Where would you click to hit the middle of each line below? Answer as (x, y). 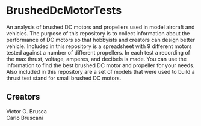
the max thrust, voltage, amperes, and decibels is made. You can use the (97, 59)
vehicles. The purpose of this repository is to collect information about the (98, 33)
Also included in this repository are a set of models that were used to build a (100, 71)
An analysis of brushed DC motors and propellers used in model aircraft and (100, 27)
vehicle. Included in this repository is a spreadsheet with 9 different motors (99, 46)
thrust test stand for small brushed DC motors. (64, 78)
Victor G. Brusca (26, 111)
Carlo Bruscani (25, 118)
